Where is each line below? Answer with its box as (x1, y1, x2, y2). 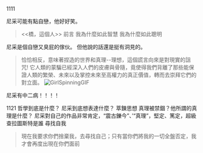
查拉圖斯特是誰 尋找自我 (6, 120, 67, 126)
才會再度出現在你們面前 (21, 140, 80, 147)
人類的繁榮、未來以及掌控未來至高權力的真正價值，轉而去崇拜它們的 (26, 71, 197, 78)
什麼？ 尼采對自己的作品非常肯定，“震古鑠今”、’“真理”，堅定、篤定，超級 (16, 112, 197, 119)
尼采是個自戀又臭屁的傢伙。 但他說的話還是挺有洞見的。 (6, 44, 146, 50)
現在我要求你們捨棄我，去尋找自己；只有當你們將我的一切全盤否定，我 (21, 132, 197, 140)
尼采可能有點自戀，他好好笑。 (6, 18, 81, 25)
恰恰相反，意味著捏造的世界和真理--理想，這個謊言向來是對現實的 (21, 56, 186, 63)
